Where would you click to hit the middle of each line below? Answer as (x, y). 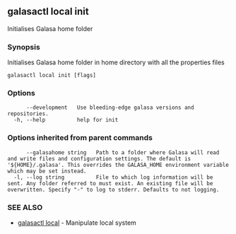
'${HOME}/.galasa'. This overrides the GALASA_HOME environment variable (118, 165)
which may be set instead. (47, 171)
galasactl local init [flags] (52, 76)
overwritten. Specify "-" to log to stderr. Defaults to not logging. (113, 189)
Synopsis (24, 47)
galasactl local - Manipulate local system (77, 223)
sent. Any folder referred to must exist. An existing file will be (110, 183)
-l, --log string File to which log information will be (113, 177)
